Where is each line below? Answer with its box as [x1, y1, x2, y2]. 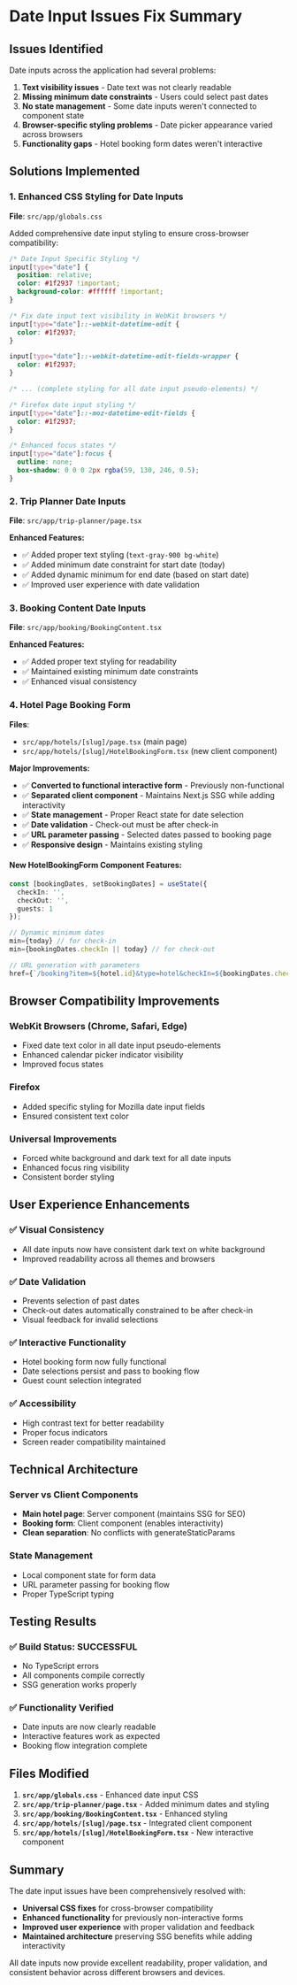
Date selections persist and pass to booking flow [21, 1366, 201, 1377]
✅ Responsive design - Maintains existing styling [21, 839, 203, 850]
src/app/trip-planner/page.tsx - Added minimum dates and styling [21, 1799, 270, 1810]
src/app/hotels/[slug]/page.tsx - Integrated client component [21, 1818, 252, 1828]
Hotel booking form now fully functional [21, 1357, 167, 1367]
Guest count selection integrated [21, 1375, 141, 1386]
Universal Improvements [9, 1133, 118, 1145]
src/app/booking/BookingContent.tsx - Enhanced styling [21, 1808, 228, 1820]
